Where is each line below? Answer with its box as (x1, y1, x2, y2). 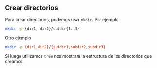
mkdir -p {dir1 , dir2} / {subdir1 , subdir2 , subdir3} (5, 44, 106, 49)
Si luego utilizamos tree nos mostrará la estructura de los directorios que (5, 53, 152, 59)
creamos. (5, 58, 24, 64)
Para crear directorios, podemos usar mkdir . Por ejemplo (5, 17, 118, 22)
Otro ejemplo (5, 35, 31, 41)
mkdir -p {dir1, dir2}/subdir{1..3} (5, 26, 79, 31)
